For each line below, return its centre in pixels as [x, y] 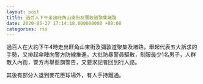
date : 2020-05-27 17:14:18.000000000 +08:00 [64, 23]
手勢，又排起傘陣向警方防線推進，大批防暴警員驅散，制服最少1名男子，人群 [101, 55]
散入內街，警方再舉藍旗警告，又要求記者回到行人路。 [73, 62]
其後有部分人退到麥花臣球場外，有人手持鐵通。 [65, 75]
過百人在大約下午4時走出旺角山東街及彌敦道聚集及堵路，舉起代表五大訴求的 [102, 47]
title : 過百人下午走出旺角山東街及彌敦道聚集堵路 [61, 18]
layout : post [23, 12]
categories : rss [27, 29]
